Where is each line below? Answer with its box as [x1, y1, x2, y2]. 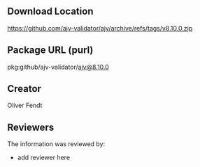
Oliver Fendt [7, 101, 43, 110]
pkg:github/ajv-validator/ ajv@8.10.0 [7, 63, 110, 71]
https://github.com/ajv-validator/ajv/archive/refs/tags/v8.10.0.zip [7, 24, 193, 32]
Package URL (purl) [7, 45, 94, 56]
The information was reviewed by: [7, 140, 106, 148]
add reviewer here [17, 153, 71, 162]
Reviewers [7, 121, 55, 133]
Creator [7, 83, 42, 95]
